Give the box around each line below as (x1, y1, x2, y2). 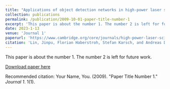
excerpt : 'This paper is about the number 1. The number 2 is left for (5, 21, 159, 27)
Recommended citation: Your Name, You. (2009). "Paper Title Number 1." (5, 73, 158, 79)
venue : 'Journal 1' (5, 31, 47, 36)
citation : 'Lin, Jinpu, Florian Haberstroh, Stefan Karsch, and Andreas (5, 40, 162, 45)
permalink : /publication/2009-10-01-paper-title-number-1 (5, 17, 130, 22)
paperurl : (5, 36, 26, 41)
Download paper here (5, 63, 51, 69)
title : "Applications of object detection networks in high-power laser (5, 7, 162, 13)
